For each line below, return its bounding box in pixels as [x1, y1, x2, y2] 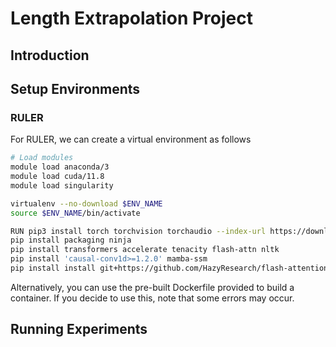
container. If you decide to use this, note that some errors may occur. [10, 292, 295, 304]
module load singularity [10, 180, 114, 191]
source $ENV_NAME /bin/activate [10, 208, 141, 218]
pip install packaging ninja [10, 235, 132, 246]
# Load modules [10, 153, 74, 163]
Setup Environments [10, 80, 141, 97]
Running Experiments [10, 321, 148, 338]
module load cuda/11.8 [10, 172, 105, 182]
